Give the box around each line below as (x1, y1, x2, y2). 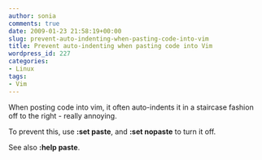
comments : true (8, 19, 60, 28)
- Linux (8, 65, 35, 73)
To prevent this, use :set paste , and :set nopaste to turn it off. (8, 127, 216, 136)
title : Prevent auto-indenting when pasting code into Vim (8, 42, 213, 50)
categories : (8, 58, 49, 66)
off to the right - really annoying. (8, 110, 117, 120)
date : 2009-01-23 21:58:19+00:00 (8, 27, 122, 35)
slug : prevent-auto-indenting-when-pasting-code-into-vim (8, 34, 209, 43)
